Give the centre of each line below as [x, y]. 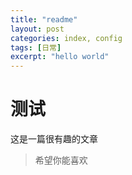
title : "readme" [44, 19]
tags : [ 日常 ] [36, 47]
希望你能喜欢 [61, 160]
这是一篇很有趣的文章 [54, 139]
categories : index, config [66, 38]
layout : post [37, 29]
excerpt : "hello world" [60, 57]
